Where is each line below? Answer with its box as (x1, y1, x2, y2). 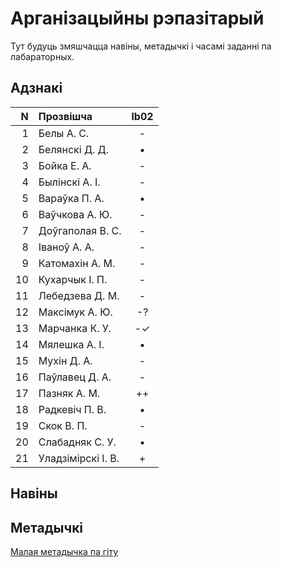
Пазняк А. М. (38, 386, 101, 400)
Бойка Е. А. (38, 158, 92, 172)
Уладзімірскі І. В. (38, 451, 120, 465)
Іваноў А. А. (38, 240, 95, 254)
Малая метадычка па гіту (10, 545, 119, 557)
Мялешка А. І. (38, 337, 105, 351)
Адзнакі (10, 80, 63, 97)
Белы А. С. (38, 126, 90, 140)
